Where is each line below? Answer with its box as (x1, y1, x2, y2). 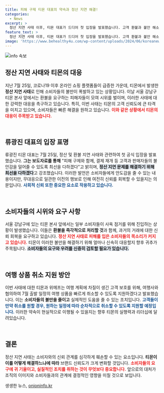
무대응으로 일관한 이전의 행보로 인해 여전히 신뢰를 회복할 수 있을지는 (23, 176, 152, 182)
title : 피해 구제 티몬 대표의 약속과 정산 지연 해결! (5, 7, 99, 12)
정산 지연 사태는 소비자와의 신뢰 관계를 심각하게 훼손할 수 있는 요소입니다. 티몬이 (5, 354, 158, 360)
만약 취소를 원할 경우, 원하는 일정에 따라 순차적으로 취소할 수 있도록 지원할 (5, 303, 143, 309)
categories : (5, 12, 29, 17)
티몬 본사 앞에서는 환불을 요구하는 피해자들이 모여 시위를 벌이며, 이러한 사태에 (5, 95, 152, 100)
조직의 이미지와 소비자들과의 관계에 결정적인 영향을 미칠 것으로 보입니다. (5, 372, 142, 378)
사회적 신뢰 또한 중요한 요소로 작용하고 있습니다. (23, 182, 114, 188)
